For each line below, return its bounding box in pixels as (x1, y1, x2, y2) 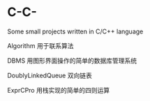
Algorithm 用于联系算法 (7, 41, 74, 49)
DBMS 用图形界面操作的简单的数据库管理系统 (7, 56, 137, 65)
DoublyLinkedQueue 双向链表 (7, 71, 92, 79)
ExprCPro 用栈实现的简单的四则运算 (7, 86, 110, 94)
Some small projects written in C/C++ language (7, 27, 144, 36)
